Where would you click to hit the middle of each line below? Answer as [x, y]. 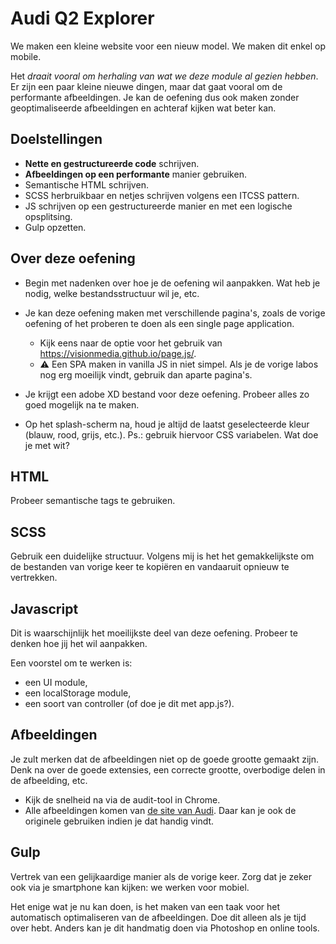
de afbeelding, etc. [49, 780]
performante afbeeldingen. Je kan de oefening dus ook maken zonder [155, 97]
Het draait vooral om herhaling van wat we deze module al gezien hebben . [164, 76]
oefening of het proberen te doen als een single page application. [159, 323]
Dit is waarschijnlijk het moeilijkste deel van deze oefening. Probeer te [154, 633]
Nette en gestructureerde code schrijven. [112, 163]
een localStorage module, [78, 693]
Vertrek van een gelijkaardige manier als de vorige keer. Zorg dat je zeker [161, 876]
